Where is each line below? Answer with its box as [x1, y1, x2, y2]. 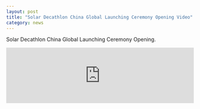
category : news [6, 20, 44, 25]
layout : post [6, 8, 39, 15]
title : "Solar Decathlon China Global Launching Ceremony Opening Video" [6, 14, 193, 20]
